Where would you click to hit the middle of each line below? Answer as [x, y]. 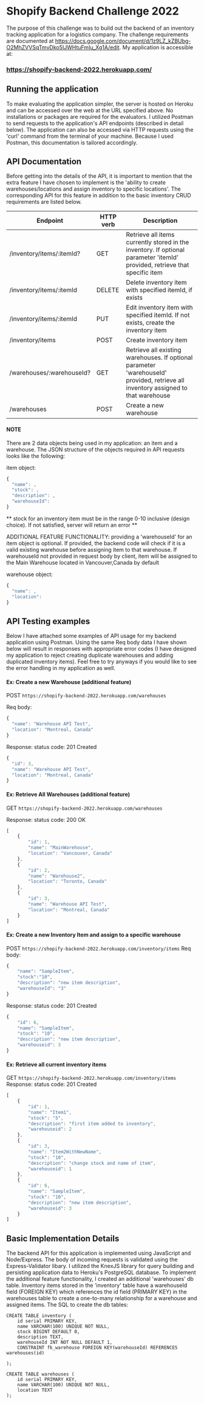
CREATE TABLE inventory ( [39, 1316]
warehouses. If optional [159, 358]
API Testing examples [48, 621]
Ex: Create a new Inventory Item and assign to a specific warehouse [93, 935]
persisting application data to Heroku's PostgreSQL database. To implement [101, 1272]
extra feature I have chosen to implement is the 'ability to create [86, 183]
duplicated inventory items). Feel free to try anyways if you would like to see [102, 662]
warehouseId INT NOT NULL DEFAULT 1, [65, 1343]
